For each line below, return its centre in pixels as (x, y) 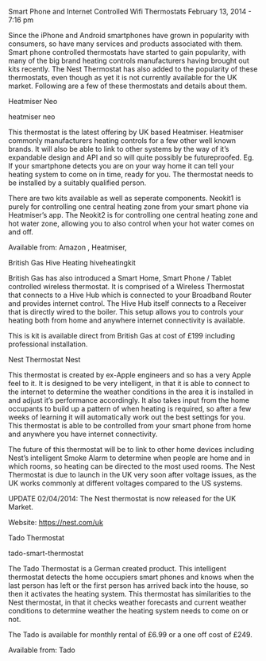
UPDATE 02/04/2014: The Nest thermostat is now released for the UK (122, 499)
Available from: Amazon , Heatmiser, (67, 247)
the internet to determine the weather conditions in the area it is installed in (131, 392)
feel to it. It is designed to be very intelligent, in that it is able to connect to (129, 383)
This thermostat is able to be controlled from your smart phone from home (130, 425)
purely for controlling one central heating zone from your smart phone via (128, 207)
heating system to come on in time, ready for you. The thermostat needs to (131, 174)
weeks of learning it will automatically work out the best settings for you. (127, 417)
